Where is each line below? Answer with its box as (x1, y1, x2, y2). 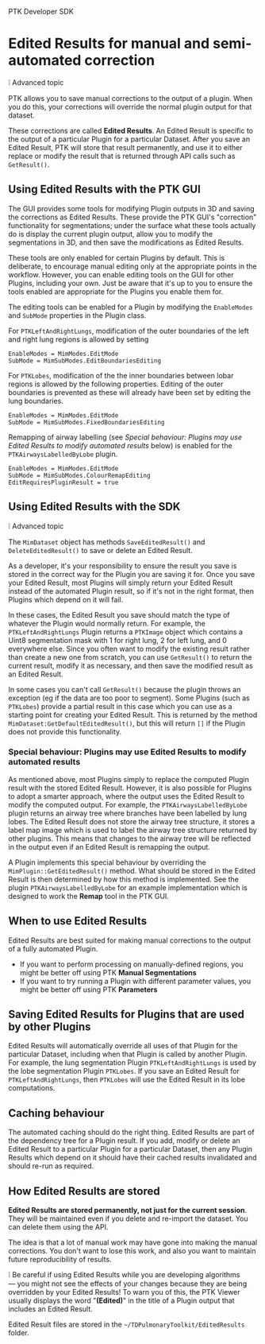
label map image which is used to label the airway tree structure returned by (8, 825, 258, 835)
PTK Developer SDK (8, 7, 74, 16)
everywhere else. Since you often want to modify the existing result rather (8, 644, 250, 653)
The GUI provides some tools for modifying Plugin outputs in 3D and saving (8, 203, 255, 213)
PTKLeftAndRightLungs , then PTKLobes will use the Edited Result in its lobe (8, 1075, 246, 1084)
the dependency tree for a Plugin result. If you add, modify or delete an (8, 1136, 240, 1145)
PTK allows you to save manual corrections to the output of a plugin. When (8, 93, 253, 103)
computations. (8, 1083, 56, 1093)
